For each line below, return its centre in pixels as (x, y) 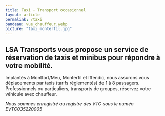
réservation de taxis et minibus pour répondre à (83, 57)
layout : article (23, 15)
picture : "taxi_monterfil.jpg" (39, 29)
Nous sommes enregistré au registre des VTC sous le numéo (70, 104)
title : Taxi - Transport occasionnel (46, 10)
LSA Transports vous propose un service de (77, 50)
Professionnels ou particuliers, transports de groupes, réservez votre (78, 88)
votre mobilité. (29, 65)
